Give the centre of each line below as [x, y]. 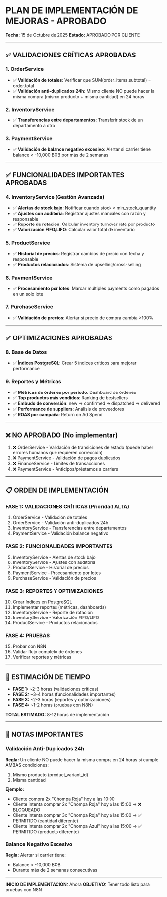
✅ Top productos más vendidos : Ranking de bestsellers [70, 398]
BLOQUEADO [27, 810]
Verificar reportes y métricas [42, 657]
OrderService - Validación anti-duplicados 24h [60, 523]
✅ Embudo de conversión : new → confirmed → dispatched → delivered [86, 403]
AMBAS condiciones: [27, 765]
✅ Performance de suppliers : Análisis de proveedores [68, 409]
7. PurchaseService [29, 307]
